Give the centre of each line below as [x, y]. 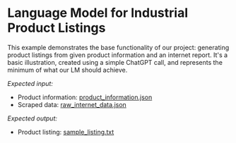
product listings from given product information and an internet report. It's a [118, 55]
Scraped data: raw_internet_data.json [72, 104]
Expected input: [30, 83]
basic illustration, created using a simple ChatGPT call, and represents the [115, 62]
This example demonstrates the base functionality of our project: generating [118, 47]
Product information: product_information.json [85, 97]
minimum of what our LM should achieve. [67, 70]
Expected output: [33, 118]
